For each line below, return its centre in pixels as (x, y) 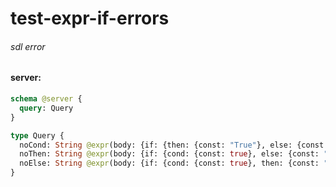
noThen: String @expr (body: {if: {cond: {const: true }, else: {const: (169, 154)
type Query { (37, 135)
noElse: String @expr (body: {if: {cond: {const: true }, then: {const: (169, 163)
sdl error (28, 46)
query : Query (46, 108)
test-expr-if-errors (90, 18)
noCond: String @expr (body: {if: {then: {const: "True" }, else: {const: (174, 145)
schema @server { (46, 99)
